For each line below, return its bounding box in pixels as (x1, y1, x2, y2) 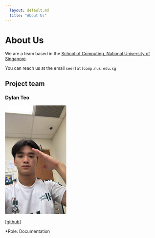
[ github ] (5, 218, 21, 224)
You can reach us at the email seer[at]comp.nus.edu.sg (5, 65, 116, 71)
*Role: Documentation (5, 228, 50, 234)
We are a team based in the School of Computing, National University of (5, 51, 150, 57)
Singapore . (5, 56, 27, 62)
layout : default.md (9, 8, 49, 13)
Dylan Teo (5, 94, 30, 101)
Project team (5, 79, 45, 88)
